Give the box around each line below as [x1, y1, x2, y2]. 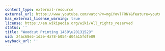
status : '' [5, 25, 27, 30]
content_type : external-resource [5, 7, 74, 12]
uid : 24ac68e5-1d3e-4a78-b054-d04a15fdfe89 [5, 34, 96, 39]
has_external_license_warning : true [5, 16, 80, 21]
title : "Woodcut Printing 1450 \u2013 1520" [5, 30, 93, 34]
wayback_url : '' [5, 39, 38, 44]
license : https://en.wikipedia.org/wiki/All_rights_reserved [5, 20, 133, 26]
